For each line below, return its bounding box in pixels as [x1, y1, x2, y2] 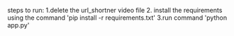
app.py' [7, 21, 30, 29]
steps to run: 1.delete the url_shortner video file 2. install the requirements [7, 6, 223, 14]
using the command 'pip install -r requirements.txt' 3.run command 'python [7, 13, 228, 22]
